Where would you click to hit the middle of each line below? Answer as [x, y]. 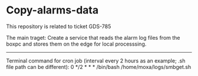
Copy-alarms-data [52, 10]
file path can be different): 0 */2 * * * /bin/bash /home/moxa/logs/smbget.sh [99, 67]
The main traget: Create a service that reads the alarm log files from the [93, 37]
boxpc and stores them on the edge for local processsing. [76, 44]
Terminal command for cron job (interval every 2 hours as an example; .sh [96, 61]
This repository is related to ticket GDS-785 [59, 26]
